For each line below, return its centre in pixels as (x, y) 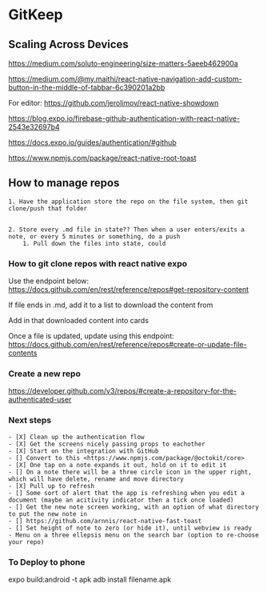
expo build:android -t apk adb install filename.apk (90, 579)
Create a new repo (45, 374)
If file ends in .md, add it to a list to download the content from (111, 305)
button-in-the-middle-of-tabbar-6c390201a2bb (87, 87)
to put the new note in (48, 514)
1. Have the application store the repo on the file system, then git (128, 202)
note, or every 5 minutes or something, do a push (94, 236)
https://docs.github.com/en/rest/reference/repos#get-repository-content (129, 290)
